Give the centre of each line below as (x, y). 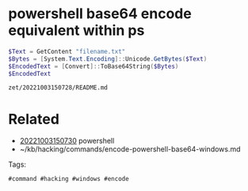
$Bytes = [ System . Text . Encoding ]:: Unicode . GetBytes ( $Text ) (108, 59)
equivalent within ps (76, 30)
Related (34, 119)
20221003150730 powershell (67, 141)
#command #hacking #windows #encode (69, 179)
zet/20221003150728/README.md (58, 88)
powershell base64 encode (100, 14)
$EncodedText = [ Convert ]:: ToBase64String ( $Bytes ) (93, 66)
